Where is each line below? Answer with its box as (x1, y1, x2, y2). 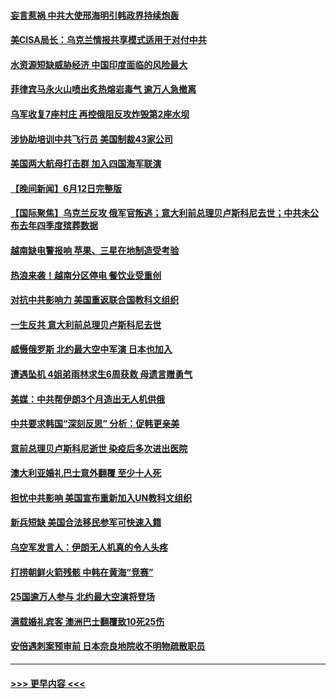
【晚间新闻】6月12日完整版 (10, 182, 122, 194)
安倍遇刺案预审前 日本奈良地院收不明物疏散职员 (10, 640, 206, 652)
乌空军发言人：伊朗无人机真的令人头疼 (10, 541, 168, 554)
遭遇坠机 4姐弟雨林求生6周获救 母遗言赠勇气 (10, 368, 193, 380)
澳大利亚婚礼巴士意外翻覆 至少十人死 (10, 467, 162, 479)
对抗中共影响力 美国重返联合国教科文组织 (10, 294, 180, 306)
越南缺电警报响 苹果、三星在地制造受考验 (10, 244, 180, 256)
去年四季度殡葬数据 (18, 220, 98, 232)
